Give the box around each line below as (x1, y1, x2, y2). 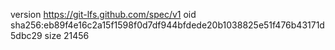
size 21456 (44, 30, 90, 41)
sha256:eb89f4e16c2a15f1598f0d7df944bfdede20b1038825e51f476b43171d (10, 19, 325, 31)
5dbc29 (10, 30, 43, 41)
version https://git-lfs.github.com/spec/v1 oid (10, 9, 197, 20)
